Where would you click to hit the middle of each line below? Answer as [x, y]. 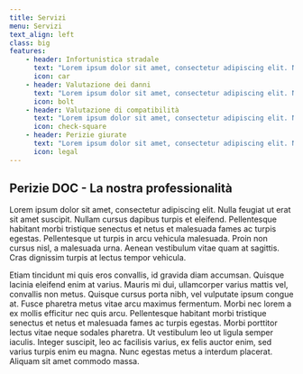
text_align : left [42, 34]
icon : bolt [54, 101]
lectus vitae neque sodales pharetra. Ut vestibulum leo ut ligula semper [141, 333]
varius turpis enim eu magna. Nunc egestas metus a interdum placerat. [141, 351]
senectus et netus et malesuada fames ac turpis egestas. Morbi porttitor [143, 323]
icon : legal [55, 151]
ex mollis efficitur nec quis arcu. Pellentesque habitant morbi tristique [138, 314]
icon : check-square [69, 127]
